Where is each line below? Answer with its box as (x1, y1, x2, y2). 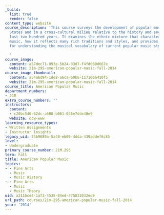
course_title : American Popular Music (5, 84, 84, 89)
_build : (5, 7, 21, 12)
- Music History (9, 175, 42, 180)
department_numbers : (5, 88, 47, 93)
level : (5, 139, 19, 144)
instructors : (5, 102, 32, 107)
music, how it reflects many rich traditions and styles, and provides (9, 39, 159, 44)
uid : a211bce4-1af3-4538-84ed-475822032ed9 (5, 193, 95, 198)
